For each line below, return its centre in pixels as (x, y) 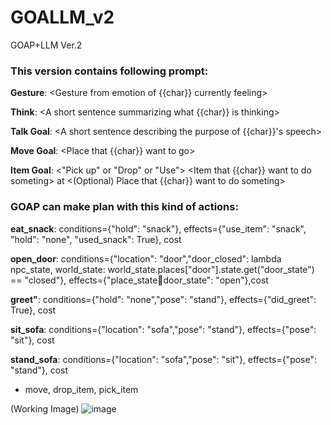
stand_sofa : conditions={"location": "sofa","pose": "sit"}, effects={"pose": (164, 359)
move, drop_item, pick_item (81, 389)
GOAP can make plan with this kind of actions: (124, 207)
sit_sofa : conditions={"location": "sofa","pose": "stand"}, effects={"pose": (163, 329)
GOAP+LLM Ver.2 (46, 45)
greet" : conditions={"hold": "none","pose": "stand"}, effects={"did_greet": (163, 299)
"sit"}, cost (32, 340)
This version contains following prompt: (109, 71)
